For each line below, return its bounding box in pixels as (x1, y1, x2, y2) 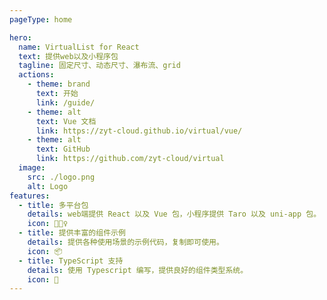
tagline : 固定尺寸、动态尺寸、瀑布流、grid (18, 61, 181, 71)
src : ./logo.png (27, 172, 96, 182)
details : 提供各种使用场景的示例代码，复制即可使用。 (27, 237, 224, 247)
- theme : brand (27, 79, 91, 90)
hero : (9, 32, 32, 43)
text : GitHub (35, 144, 91, 155)
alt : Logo (27, 181, 69, 191)
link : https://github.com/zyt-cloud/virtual (35, 154, 225, 164)
